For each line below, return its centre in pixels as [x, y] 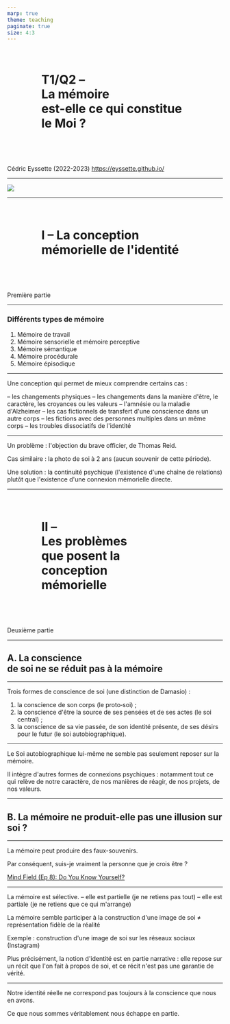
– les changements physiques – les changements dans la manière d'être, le [113, 396]
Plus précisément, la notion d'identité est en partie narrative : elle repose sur [115, 959]
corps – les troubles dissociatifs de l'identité [69, 425]
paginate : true [29, 26]
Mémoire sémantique [47, 349]
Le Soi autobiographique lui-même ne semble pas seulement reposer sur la [113, 754]
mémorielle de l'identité [110, 250]
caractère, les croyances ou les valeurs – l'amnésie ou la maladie [99, 404]
